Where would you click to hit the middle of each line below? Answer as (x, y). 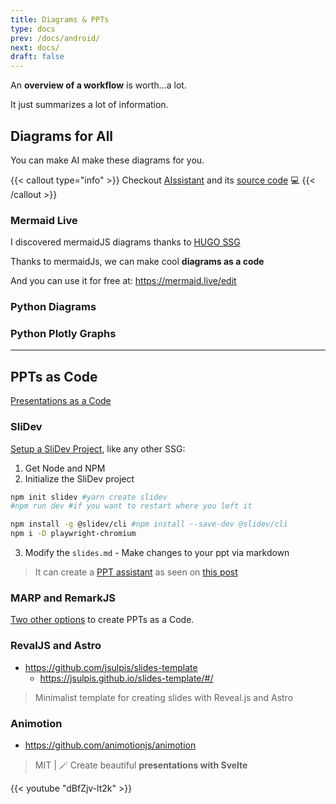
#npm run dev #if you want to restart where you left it (131, 506)
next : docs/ (35, 47)
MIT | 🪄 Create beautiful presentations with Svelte (141, 765)
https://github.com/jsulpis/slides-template (111, 667)
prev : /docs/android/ (55, 38)
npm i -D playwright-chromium (73, 534)
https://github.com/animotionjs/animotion (110, 745)
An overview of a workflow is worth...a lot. (98, 85)
